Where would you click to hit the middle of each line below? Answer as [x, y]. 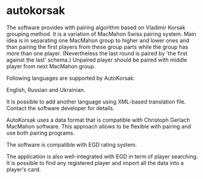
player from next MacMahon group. [51, 66]
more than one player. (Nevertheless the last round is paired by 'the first [97, 53]
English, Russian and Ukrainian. [46, 89]
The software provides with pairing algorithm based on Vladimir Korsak [96, 27]
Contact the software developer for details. [61, 108]
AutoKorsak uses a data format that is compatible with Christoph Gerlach [98, 120]
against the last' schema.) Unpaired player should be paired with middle [97, 60]
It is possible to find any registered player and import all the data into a [95, 163]
